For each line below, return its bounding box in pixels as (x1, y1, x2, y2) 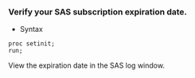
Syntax (19, 25, 44, 34)
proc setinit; (8, 40, 56, 48)
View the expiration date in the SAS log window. (8, 60, 166, 70)
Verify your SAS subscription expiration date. (8, 6, 188, 18)
